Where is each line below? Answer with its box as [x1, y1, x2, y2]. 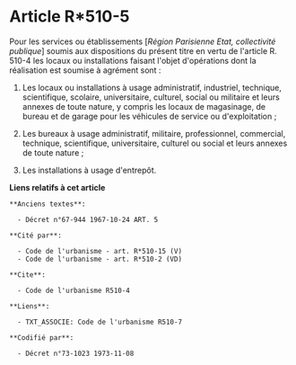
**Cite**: [9, 270, 47, 280]
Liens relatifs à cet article [9, 182, 106, 192]
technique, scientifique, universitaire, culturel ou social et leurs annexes [22, 138, 288, 148]
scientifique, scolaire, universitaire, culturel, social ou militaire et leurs [22, 92, 280, 102]
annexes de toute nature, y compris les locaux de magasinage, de [22, 101, 266, 111]
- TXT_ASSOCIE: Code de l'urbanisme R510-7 [17, 317, 182, 326]
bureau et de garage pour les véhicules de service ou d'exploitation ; [22, 111, 277, 121]
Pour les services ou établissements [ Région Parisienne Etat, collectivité [9, 36, 276, 47]
